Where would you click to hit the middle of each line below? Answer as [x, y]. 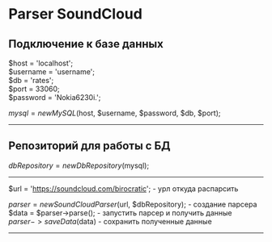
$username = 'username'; [52, 72]
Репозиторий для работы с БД [89, 146]
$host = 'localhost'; [41, 63]
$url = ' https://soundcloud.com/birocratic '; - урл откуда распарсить [123, 188]
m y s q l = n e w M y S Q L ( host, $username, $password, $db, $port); [115, 113]
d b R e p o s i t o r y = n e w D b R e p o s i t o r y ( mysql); [79, 165]
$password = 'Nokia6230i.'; [55, 97]
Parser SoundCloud [76, 14]
